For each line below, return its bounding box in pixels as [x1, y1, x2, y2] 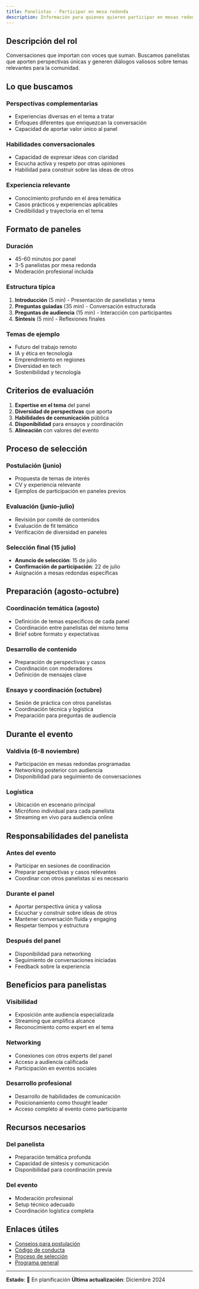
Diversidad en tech [14, 362, 61, 369]
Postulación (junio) [6, 461, 62, 470]
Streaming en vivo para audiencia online [14, 814, 113, 821]
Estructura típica [6, 283, 56, 291]
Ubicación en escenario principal [14, 801, 96, 809]
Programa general [14, 1259, 59, 1266]
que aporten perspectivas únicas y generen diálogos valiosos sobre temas [6, 58, 188, 65]
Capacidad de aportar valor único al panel [14, 126, 118, 132]
